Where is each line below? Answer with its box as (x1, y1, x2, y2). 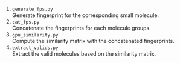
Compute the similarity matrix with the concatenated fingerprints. (11, 38, 175, 44)
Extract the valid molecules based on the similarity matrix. (11, 50, 156, 57)
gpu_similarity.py (11, 32, 59, 38)
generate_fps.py (11, 6, 53, 12)
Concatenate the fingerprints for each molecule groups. (11, 24, 151, 31)
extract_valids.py (11, 45, 59, 51)
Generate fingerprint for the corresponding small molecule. (11, 12, 159, 19)
